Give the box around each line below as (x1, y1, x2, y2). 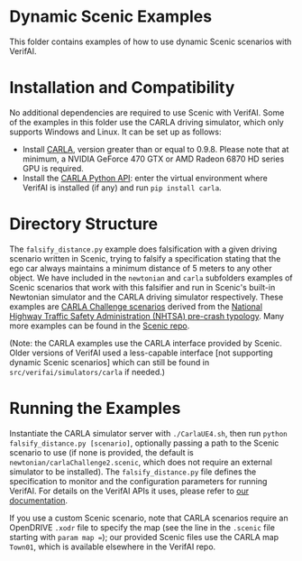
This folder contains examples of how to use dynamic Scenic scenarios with (9, 36, 292, 47)
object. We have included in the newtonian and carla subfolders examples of (9, 272, 293, 283)
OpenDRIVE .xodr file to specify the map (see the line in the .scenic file (9, 521, 275, 533)
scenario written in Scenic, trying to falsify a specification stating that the (9, 253, 281, 263)
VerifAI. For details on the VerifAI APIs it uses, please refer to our (9, 485, 250, 496)
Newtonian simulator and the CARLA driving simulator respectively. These (9, 291, 284, 302)
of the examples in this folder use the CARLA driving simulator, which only (9, 116, 284, 127)
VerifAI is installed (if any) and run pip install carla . (22, 182, 223, 193)
